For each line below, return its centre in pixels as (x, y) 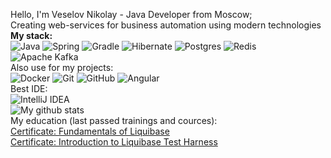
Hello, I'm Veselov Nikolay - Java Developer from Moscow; (131, 14)
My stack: (31, 35)
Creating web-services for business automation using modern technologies (166, 25)
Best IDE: (29, 88)
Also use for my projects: (62, 67)
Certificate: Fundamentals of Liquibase (90, 131)
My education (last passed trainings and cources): (114, 120)
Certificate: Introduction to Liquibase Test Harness (114, 142)
